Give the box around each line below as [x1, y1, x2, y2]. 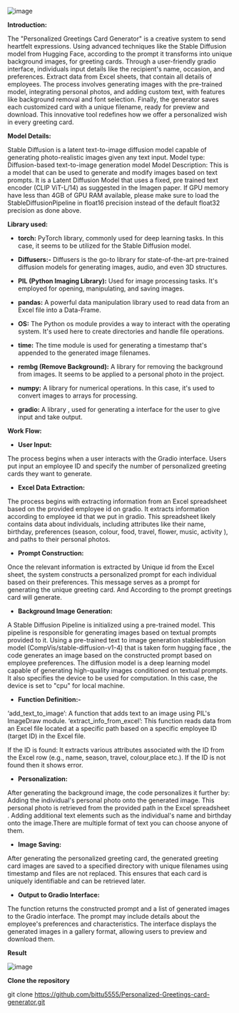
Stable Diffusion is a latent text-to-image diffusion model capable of [7, 146, 207, 153]
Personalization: [17, 775, 68, 783]
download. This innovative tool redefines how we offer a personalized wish [7, 111, 228, 119]
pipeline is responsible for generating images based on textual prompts [7, 628, 217, 637]
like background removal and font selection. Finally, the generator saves [7, 95, 219, 104]
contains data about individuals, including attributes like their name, [7, 520, 206, 528]
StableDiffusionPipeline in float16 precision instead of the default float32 [7, 198, 220, 207]
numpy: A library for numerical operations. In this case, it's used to [17, 384, 215, 392]
